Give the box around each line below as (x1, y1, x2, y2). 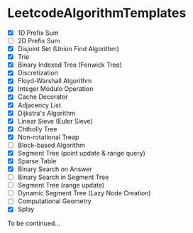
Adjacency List (17, 101, 62, 109)
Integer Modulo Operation (17, 85, 94, 93)
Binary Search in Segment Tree (17, 173, 109, 182)
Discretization (17, 69, 59, 77)
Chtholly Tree (17, 124, 57, 133)
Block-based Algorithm (17, 141, 85, 149)
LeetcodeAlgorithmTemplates (7, 5, 187, 21)
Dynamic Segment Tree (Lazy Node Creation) (17, 189, 151, 197)
